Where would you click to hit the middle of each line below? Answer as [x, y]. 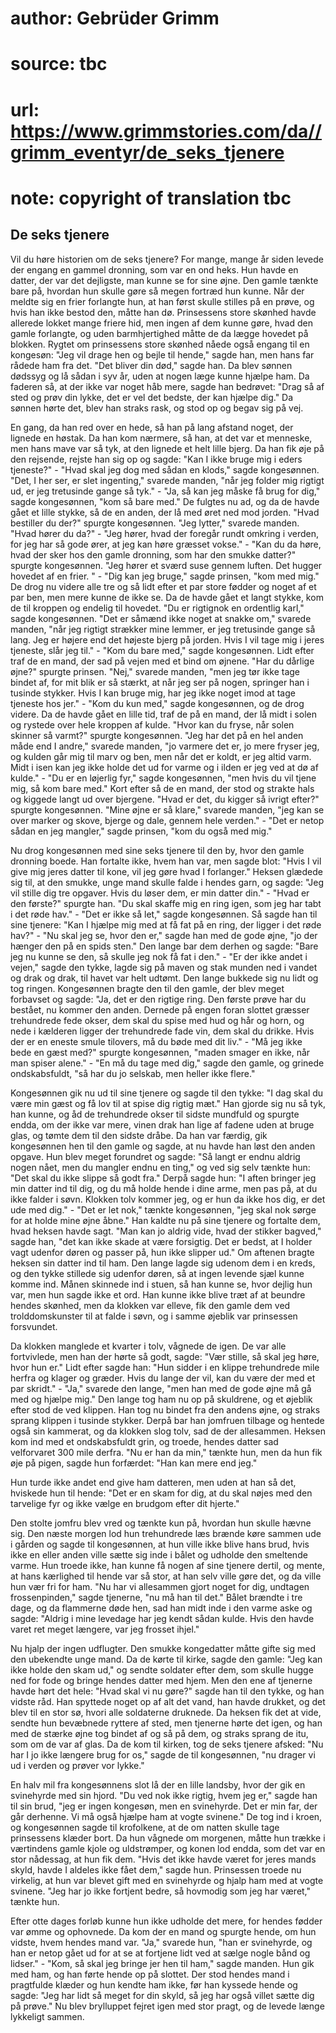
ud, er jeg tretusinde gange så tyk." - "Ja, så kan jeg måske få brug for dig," [165, 491]
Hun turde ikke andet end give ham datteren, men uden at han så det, [153, 1482]
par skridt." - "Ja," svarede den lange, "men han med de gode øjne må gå [161, 1388]
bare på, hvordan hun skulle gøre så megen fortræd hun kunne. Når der [157, 291]
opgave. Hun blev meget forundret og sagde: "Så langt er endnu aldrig [155, 1156]
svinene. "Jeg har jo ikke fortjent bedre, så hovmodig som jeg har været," [161, 1891]
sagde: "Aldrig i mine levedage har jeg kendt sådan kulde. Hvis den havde [162, 1618]
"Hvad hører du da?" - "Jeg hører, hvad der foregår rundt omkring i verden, [165, 533]
